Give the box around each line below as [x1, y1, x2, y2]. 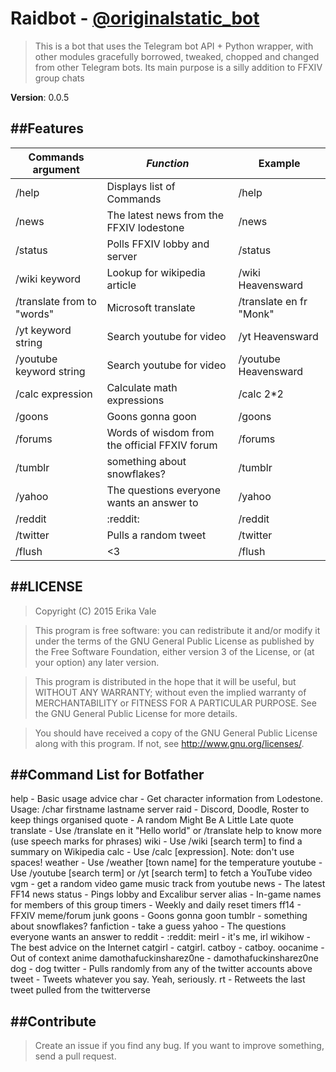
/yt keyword [15, 323, 72, 337]
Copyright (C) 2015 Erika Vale [34, 605, 157, 617]
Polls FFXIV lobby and [106, 237, 210, 251]
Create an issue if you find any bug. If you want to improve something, [34, 1040, 325, 1052]
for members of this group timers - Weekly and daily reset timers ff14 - [10, 899, 302, 911]
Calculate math [106, 380, 178, 394]
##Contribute [10, 1013, 97, 1030]
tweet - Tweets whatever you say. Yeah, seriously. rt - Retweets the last [10, 973, 306, 986]
